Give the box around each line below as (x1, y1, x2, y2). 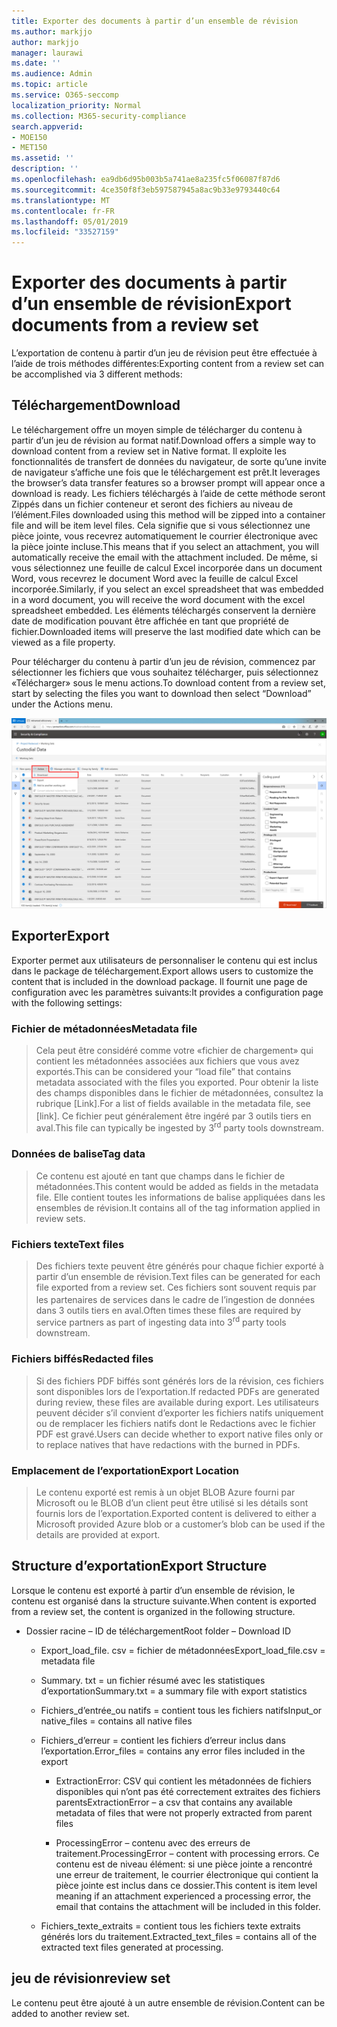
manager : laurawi (11, 48, 84, 58)
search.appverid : (11, 121, 84, 132)
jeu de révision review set (11, 1970, 171, 1987)
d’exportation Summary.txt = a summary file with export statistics (40, 1685, 308, 1697)
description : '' (11, 164, 79, 174)
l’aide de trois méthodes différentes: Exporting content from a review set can (11, 358, 325, 370)
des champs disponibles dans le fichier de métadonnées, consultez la (35, 1087, 324, 1099)
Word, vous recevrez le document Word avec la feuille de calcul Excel (11, 572, 299, 584)
